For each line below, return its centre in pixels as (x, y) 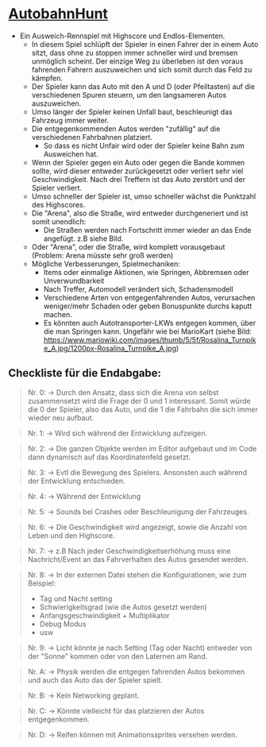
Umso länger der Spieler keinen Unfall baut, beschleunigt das (132, 111)
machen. (58, 314)
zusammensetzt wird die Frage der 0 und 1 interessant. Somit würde (139, 401)
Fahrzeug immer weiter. (70, 120)
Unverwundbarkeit (74, 281)
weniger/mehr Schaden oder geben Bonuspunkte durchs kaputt (148, 306)
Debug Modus (63, 624)
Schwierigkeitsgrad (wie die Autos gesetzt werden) (123, 607)
